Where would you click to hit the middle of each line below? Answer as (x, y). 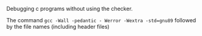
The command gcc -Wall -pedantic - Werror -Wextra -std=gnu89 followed (101, 20)
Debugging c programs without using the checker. (69, 9)
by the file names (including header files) (58, 27)
